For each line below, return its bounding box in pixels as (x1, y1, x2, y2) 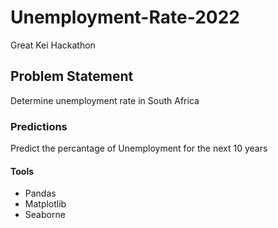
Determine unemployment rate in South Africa (10, 94, 200, 106)
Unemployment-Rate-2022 (10, 6, 240, 29)
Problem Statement (10, 68, 134, 85)
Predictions (10, 119, 68, 133)
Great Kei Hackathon (10, 39, 96, 51)
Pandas (24, 187, 57, 200)
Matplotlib (24, 198, 67, 210)
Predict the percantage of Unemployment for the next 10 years (10, 142, 268, 155)
